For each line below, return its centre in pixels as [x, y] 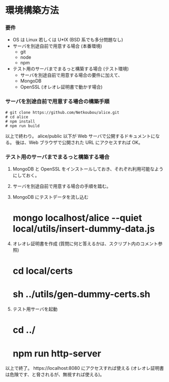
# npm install [20, 121]
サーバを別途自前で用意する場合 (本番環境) [57, 46]
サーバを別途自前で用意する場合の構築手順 [58, 102]
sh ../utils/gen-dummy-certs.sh [81, 294]
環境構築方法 [32, 10]
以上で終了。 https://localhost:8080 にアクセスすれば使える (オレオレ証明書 [85, 368]
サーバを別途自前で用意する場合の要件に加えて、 [72, 75]
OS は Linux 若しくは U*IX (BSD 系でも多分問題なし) [68, 40]
